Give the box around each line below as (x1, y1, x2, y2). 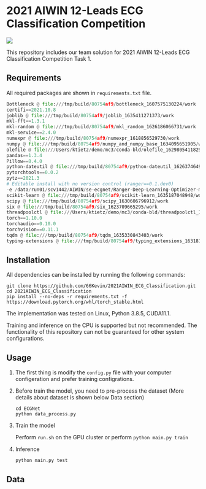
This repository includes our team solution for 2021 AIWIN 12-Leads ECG (6, 48, 190, 56)
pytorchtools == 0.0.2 (6, 169, 59, 175)
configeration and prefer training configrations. (15, 375, 134, 383)
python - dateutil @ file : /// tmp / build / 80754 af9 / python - (6, 164, 150, 170)
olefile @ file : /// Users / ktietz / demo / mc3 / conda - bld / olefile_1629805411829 (6, 147, 202, 153)
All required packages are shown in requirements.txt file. (6, 89, 152, 96)
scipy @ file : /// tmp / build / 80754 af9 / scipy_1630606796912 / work (6, 198, 169, 204)
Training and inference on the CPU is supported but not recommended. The (6, 322, 197, 329)
